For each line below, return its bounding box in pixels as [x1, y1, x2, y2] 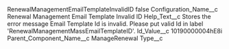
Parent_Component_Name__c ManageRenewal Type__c [7, 34, 163, 42]
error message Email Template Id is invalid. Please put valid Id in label [7, 20, 204, 28]
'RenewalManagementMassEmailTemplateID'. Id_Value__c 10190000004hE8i [7, 27, 223, 35]
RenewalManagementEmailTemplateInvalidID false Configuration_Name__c [7, 5, 218, 13]
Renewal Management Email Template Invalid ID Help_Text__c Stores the [7, 12, 211, 20]
